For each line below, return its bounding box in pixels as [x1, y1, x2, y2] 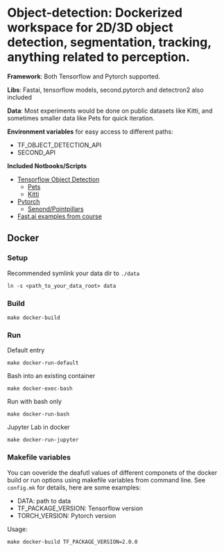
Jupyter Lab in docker [7, 423, 71, 432]
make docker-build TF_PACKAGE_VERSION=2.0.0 [7, 538, 138, 545]
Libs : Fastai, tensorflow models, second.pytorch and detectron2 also [7, 86, 204, 94]
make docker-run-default [7, 359, 79, 366]
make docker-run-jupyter [7, 437, 79, 444]
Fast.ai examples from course [17, 212, 103, 220]
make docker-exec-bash [7, 385, 73, 392]
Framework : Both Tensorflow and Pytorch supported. [7, 72, 161, 81]
